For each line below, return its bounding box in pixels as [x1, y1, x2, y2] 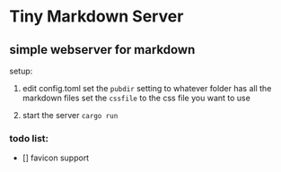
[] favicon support [22, 152, 90, 163]
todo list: [9, 132, 49, 144]
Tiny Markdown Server [9, 6, 184, 27]
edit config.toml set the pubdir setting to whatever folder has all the [22, 83, 272, 93]
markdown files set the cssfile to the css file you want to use [22, 92, 251, 103]
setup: [9, 65, 33, 76]
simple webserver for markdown [9, 42, 196, 57]
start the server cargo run [22, 110, 119, 120]
